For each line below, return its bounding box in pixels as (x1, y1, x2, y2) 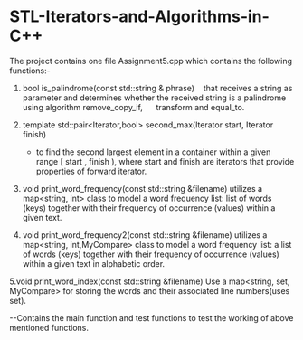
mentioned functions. (9, 322, 89, 333)
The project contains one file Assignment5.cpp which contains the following (9, 55, 292, 66)
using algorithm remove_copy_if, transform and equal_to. (22, 101, 245, 112)
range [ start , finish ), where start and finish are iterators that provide (35, 156, 295, 166)
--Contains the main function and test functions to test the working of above (9, 312, 294, 323)
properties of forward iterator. (35, 165, 147, 176)
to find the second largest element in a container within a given (35, 146, 271, 157)
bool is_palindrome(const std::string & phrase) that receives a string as (22, 82, 293, 93)
